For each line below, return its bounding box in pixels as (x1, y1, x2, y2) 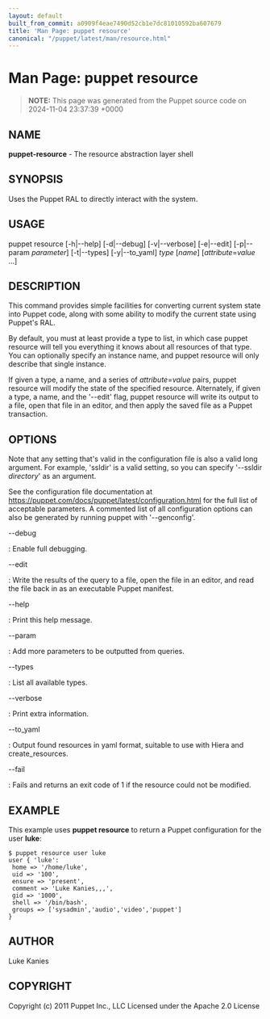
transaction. (8, 409, 48, 419)
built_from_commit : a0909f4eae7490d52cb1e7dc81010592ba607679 (8, 19, 222, 27)
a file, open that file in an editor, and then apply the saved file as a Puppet (8, 400, 253, 410)
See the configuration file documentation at (8, 487, 153, 497)
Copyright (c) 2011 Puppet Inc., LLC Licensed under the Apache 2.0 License (8, 1000, 260, 1010)
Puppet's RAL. (8, 318, 56, 328)
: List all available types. (8, 677, 88, 687)
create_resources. (8, 749, 69, 759)
